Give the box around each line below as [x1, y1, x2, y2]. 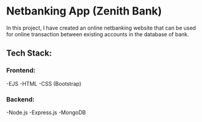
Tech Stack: [6, 48, 52, 59]
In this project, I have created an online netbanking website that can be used [6, 24, 196, 31]
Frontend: [6, 66, 36, 75]
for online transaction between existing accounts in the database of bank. [6, 30, 189, 37]
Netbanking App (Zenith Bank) [6, 4, 162, 18]
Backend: [6, 95, 35, 103]
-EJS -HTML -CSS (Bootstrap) [6, 80, 81, 87]
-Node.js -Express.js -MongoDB [6, 109, 86, 116]
